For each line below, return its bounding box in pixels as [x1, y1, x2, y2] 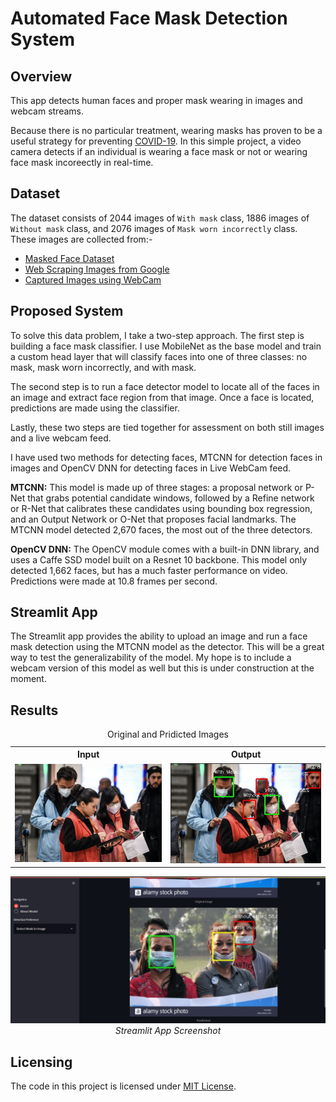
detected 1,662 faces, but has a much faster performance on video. [10, 564, 288, 576]
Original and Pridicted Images [107, 728, 229, 741]
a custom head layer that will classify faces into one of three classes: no [10, 350, 308, 362]
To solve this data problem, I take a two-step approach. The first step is [10, 329, 305, 341]
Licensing [10, 1053, 73, 1071]
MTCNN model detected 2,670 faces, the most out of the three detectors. [10, 523, 313, 536]
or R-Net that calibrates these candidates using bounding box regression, [10, 502, 313, 514]
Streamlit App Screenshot [114, 1025, 222, 1037]
